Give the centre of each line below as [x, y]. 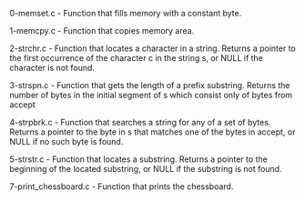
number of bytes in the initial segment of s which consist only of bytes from [151, 95]
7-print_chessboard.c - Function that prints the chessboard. [122, 186]
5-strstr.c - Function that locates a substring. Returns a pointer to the [139, 159]
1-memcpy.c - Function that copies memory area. [102, 30]
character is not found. [52, 68]
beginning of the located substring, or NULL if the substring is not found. [146, 169]
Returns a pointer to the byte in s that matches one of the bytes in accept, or [152, 132]
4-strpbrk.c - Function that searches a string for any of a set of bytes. [140, 122]
